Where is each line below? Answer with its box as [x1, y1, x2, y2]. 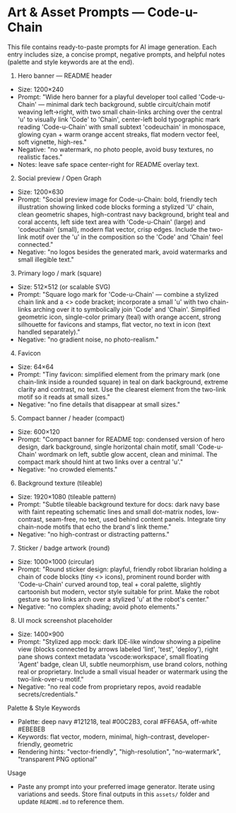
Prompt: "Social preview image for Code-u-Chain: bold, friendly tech [17, 195, 218, 204]
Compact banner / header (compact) [17, 414, 125, 422]
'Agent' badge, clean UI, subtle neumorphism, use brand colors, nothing [17, 660, 228, 668]
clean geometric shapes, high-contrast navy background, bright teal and [17, 210, 230, 218]
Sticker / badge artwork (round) [17, 544, 110, 552]
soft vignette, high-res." [17, 137, 87, 146]
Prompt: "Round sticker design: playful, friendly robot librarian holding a [17, 565, 228, 573]
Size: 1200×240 [17, 85, 64, 93]
